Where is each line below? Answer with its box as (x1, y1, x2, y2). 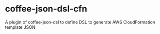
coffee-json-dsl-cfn (5, 3, 87, 14)
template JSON (5, 24, 35, 30)
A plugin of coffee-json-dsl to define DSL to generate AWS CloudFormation (5, 19, 156, 25)
